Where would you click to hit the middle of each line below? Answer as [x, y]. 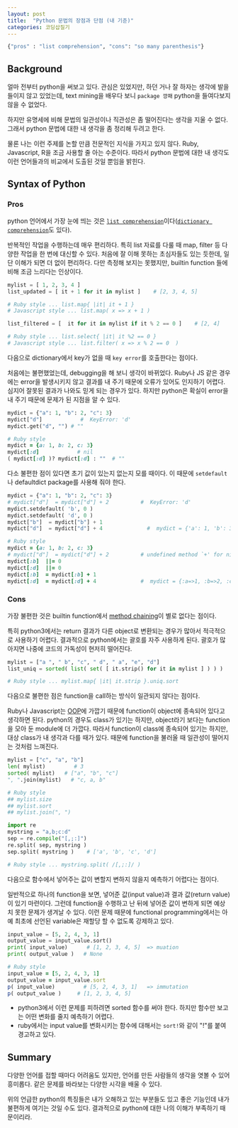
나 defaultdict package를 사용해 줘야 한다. [67, 482]
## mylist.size [30, 799]
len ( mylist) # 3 [45, 767]
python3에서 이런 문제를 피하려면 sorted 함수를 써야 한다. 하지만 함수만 [117, 1008]
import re [22, 825]
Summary [29, 1057]
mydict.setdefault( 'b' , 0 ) [50, 509]
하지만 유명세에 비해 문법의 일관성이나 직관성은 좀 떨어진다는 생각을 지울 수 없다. [118, 120]
